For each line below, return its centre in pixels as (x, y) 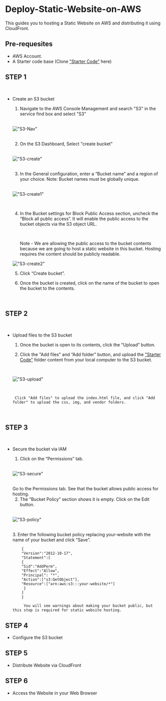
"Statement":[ (36, 558)
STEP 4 (17, 625)
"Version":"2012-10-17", (47, 553)
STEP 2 (17, 313)
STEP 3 (17, 427)
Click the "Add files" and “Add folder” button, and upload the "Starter (90, 354)
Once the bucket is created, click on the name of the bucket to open (89, 283)
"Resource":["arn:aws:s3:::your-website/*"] (68, 584)
